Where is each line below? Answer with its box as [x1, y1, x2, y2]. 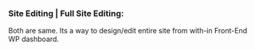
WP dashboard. [8, 34, 60, 44]
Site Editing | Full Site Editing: [8, 8, 124, 19]
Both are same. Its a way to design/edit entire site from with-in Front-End [8, 26, 248, 36]
